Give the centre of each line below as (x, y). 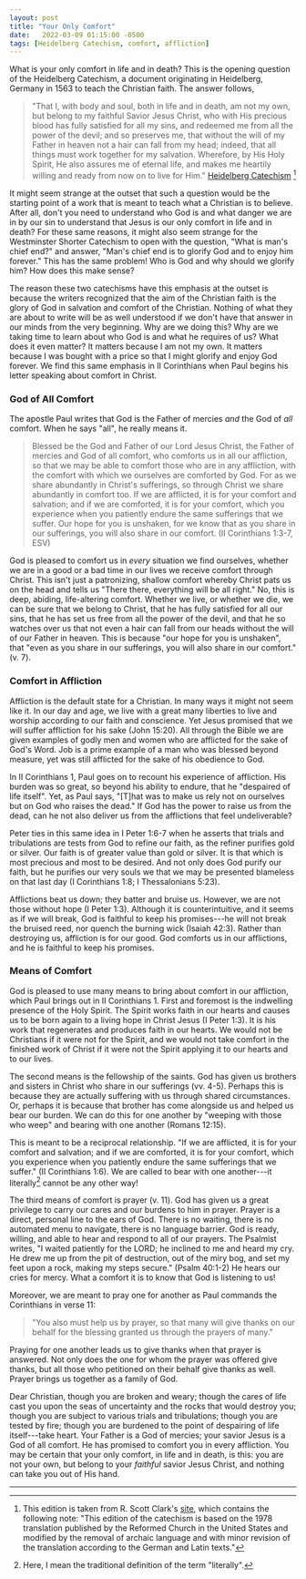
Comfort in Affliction (56, 682)
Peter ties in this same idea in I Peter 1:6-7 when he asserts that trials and (147, 833)
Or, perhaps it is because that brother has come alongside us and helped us (152, 1105)
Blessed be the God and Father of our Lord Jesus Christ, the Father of (163, 446)
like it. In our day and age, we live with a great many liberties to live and (143, 711)
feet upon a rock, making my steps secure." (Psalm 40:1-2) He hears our (145, 1268)
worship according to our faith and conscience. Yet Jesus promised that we (151, 720)
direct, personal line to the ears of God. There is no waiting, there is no (142, 1220)
